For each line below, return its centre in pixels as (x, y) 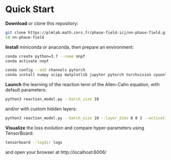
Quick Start (30, 9)
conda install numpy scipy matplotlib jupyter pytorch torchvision (78, 75)
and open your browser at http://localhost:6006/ (56, 152)
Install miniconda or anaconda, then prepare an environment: (69, 47)
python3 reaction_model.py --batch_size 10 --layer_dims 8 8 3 (74, 118)
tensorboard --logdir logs (34, 142)
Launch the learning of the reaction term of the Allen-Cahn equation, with (82, 85)
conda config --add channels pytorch (45, 70)
